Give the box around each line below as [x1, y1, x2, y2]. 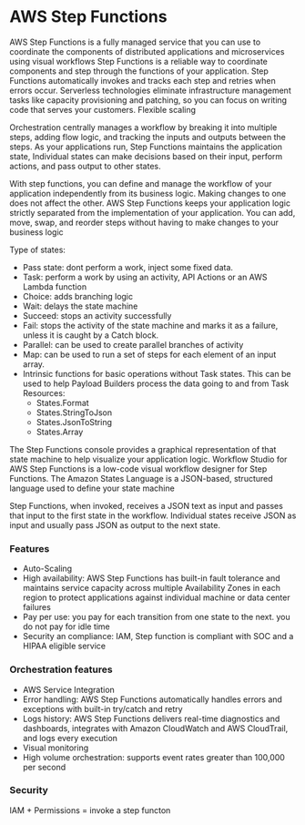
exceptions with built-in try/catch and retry [22, 703, 184, 714]
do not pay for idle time [22, 621, 111, 632]
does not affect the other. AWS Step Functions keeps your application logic [9, 198, 291, 209]
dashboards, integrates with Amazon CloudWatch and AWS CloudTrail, [22, 722, 289, 734]
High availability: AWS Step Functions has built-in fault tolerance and [22, 573, 280, 584]
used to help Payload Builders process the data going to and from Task [22, 378, 290, 389]
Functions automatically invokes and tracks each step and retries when [9, 75, 276, 86]
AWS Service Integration [22, 684, 116, 695]
